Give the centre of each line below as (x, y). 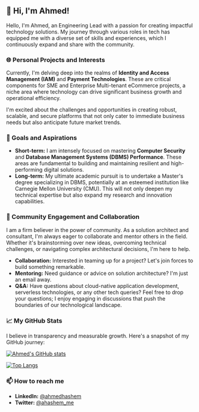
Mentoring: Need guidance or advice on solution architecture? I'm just (101, 273)
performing (29, 170)
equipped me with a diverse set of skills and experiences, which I (86, 38)
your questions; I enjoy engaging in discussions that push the (90, 298)
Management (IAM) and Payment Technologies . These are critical (88, 79)
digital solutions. (64, 170)
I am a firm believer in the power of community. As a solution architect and (97, 230)
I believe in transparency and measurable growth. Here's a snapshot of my (98, 336)
